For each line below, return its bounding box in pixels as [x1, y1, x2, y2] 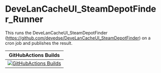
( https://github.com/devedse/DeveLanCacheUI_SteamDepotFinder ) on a [5, 35, 151, 41]
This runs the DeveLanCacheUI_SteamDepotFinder [5, 30, 108, 36]
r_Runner [5, 14, 44, 25]
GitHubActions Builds [9, 52, 60, 58]
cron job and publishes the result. [5, 40, 72, 46]
